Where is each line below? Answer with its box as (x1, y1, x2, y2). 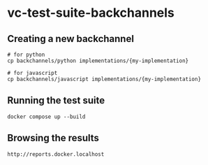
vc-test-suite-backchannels (7, 5, 174, 21)
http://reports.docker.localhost (7, 150, 105, 158)
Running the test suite (7, 94, 105, 106)
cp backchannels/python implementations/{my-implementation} (7, 57, 189, 64)
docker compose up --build (7, 113, 86, 120)
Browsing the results (7, 132, 100, 144)
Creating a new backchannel (7, 33, 135, 45)
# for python (7, 51, 45, 58)
